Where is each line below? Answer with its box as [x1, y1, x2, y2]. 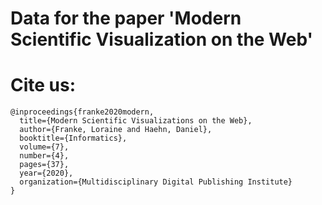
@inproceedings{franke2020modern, [10, 107, 155, 117]
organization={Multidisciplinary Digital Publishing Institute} [19, 177, 293, 187]
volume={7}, [19, 142, 70, 152]
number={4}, [19, 151, 70, 161]
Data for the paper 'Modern [10, 7, 242, 30]
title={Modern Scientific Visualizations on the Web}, [19, 116, 253, 126]
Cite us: [10, 74, 77, 97]
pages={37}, [19, 160, 70, 170]
